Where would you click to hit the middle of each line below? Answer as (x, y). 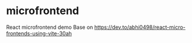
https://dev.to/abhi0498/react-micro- (140, 27)
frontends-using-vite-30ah (39, 33)
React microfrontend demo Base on (50, 27)
